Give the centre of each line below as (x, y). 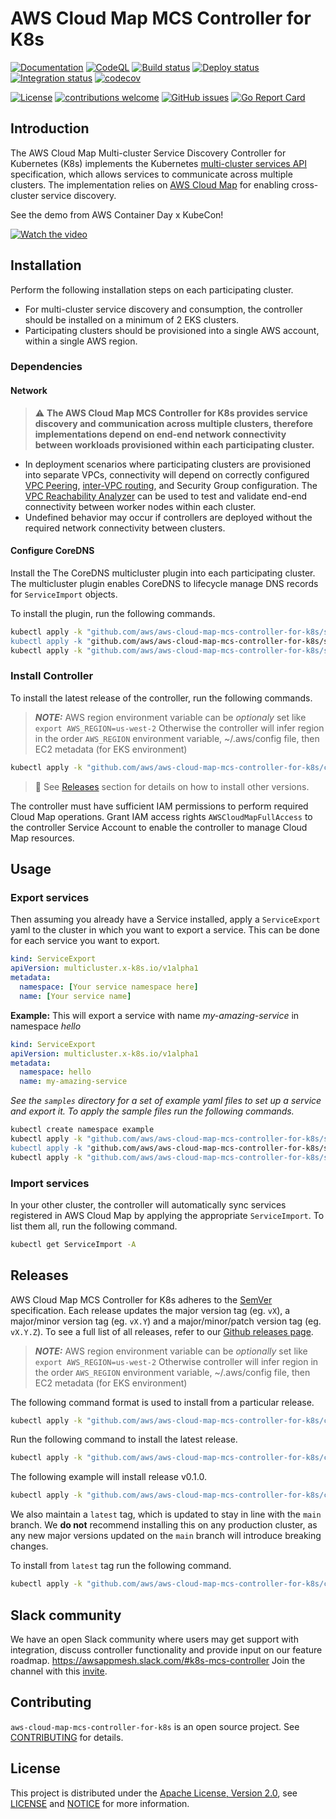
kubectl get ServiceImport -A (73, 1244)
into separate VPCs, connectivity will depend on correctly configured (167, 474)
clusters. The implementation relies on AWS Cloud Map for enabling (150, 184)
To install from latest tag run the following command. (121, 1566)
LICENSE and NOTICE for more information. (100, 1803)
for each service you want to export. (85, 941)
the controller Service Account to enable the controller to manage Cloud (159, 827)
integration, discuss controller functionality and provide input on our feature (166, 1649)
